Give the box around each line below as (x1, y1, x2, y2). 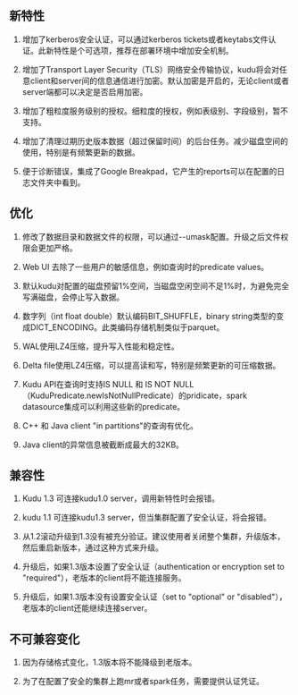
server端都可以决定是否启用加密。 (21, 86, 148, 97)
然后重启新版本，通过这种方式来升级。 (21, 542, 163, 553)
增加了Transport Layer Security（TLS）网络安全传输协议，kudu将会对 (21, 64, 280, 74)
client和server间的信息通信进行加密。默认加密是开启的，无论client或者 (29, 75, 290, 86)
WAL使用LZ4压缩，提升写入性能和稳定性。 (21, 341, 180, 352)
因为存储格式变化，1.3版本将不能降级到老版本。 (21, 657, 197, 668)
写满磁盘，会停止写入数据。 (21, 292, 125, 302)
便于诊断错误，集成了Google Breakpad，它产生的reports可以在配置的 (21, 165, 277, 176)
